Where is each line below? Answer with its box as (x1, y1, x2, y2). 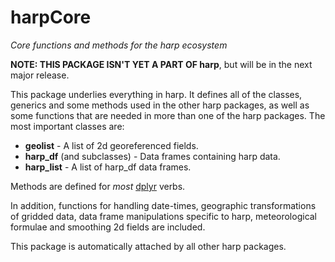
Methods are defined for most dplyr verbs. (10, 180, 186, 192)
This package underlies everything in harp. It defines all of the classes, (10, 88, 303, 100)
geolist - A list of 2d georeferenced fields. (24, 139, 199, 151)
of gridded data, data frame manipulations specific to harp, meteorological (10, 210, 318, 222)
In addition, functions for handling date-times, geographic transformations (10, 199, 317, 211)
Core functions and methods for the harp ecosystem (10, 39, 228, 51)
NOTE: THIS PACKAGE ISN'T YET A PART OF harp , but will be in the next (10, 58, 313, 70)
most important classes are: (10, 120, 125, 132)
